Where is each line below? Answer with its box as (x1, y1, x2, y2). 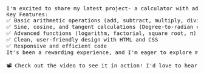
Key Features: (6, 11, 49, 17)
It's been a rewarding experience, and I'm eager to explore (6, 49, 192, 56)
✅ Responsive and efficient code (6, 43, 107, 49)
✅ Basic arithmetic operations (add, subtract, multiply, (6, 17, 184, 23)
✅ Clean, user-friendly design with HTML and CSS (6, 36, 158, 43)
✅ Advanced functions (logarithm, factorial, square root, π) (6, 30, 197, 37)
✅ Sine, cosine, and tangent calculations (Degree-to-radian (6, 23, 194, 30)
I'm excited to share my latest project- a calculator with (6, 5, 189, 11)
